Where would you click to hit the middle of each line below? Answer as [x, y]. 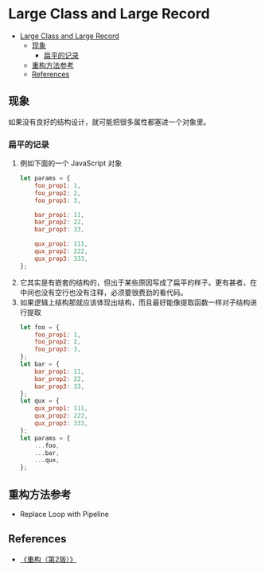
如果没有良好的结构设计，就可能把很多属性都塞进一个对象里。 [109, 122]
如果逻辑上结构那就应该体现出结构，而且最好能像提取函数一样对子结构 [135, 302]
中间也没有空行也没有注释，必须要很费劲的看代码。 [103, 292]
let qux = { [39, 401]
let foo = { [39, 327]
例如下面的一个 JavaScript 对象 [70, 163]
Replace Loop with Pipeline [64, 514]
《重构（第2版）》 [48, 559]
